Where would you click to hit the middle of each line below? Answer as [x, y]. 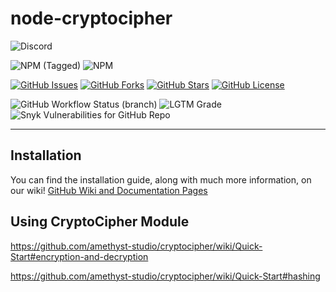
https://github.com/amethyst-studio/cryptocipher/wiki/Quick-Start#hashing [165, 276]
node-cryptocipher [91, 18]
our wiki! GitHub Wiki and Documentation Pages [109, 190]
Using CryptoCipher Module [100, 222]
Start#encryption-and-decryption [79, 256]
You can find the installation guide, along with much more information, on [161, 179]
